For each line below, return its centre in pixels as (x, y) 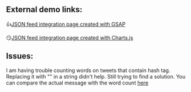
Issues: (20, 56)
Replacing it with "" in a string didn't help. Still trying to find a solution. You (96, 76)
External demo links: (45, 10)
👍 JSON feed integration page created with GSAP (66, 24)
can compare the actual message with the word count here (77, 83)
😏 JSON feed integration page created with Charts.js (70, 38)
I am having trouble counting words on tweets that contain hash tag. (88, 70)
